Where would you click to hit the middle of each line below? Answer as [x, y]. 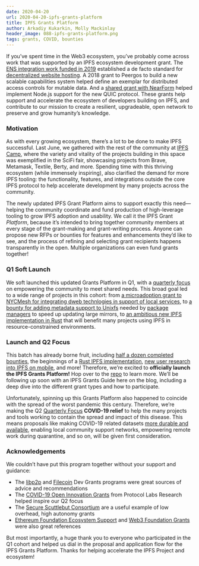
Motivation [22, 128]
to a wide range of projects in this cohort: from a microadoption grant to [94, 295]
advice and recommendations [51, 489]
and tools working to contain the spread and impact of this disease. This [94, 417]
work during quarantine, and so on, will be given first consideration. [89, 436]
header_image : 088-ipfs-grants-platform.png [62, 34]
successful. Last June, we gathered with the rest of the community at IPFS [97, 148]
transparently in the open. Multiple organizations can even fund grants [92, 248]
